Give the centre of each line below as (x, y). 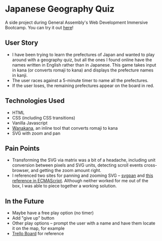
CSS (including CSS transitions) (44, 118)
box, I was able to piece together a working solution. (65, 186)
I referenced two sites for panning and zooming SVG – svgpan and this (83, 175)
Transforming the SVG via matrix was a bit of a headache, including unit (84, 160)
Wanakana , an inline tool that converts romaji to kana (65, 128)
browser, (21, 171)
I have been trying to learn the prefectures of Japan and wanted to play (83, 54)
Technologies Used (35, 101)
